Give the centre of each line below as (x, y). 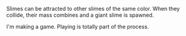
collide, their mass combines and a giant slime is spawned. (80, 15)
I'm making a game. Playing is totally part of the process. (78, 27)
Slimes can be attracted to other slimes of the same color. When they (93, 9)
